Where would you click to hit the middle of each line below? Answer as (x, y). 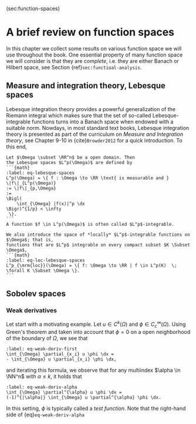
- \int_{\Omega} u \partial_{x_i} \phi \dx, (61, 359)
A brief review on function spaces (90, 32)
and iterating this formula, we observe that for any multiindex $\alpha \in (93, 370)
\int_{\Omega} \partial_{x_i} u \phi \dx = (60, 354)
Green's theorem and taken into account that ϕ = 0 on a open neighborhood (98, 332)
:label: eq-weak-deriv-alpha (42, 387)
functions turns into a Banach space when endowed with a (103, 121)
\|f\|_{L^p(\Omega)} (31, 183)
